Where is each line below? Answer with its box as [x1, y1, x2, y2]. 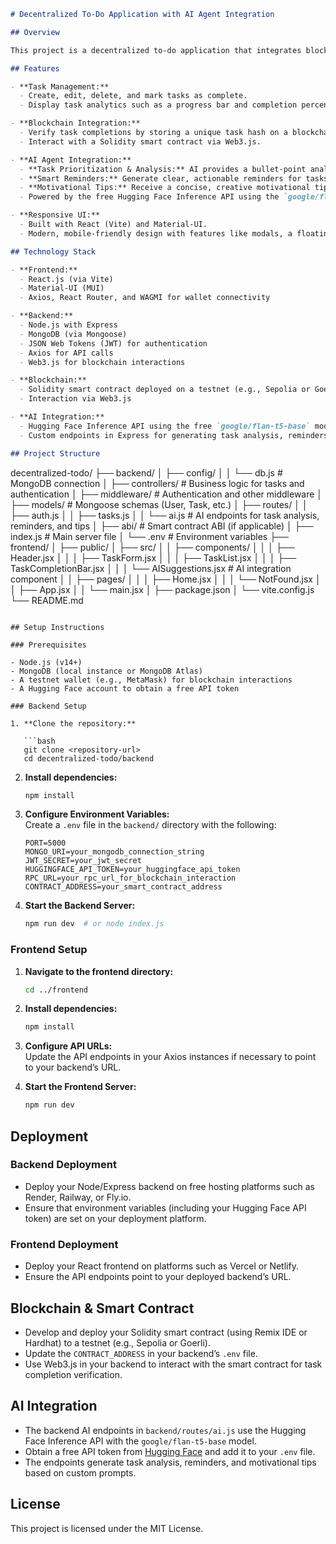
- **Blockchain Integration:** [10, 118, 141, 129]
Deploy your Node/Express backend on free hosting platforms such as [24, 1180, 315, 1192]
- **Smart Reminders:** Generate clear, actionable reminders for [19, 173, 302, 184]
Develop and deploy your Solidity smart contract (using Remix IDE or [24, 1326, 308, 1338]
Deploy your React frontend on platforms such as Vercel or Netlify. [24, 1260, 299, 1272]
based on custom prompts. [24, 1466, 137, 1479]
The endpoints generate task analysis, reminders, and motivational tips [24, 1456, 317, 1468]
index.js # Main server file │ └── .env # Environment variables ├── [10, 530, 289, 542]
